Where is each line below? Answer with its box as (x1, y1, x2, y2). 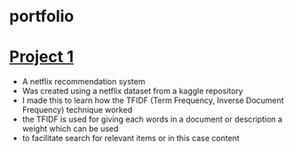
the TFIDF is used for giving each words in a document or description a (21, 114, 282, 125)
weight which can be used (21, 123, 119, 134)
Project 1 (9, 47, 74, 67)
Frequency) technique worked (21, 105, 133, 115)
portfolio (9, 6, 75, 27)
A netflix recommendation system (21, 76, 146, 87)
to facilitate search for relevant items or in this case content (21, 133, 240, 144)
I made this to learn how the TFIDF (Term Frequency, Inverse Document (21, 95, 284, 106)
